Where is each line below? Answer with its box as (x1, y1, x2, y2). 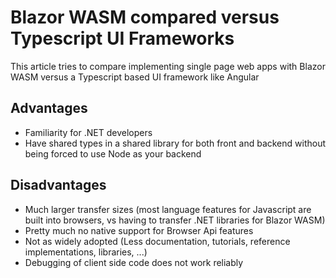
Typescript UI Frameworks (10, 27, 235, 50)
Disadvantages (10, 177, 107, 194)
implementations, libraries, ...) (24, 246, 148, 258)
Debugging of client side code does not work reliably (24, 256, 244, 268)
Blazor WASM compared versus (10, 6, 280, 29)
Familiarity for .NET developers (24, 126, 153, 138)
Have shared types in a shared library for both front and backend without (24, 137, 327, 149)
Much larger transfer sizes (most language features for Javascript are (24, 203, 312, 215)
